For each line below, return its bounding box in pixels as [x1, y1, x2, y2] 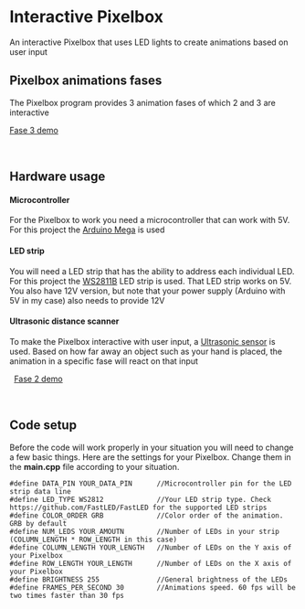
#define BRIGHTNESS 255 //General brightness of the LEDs [9, 574, 288, 584]
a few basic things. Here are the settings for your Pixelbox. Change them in [9, 451, 292, 463]
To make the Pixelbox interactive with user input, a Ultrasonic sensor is [9, 336, 276, 347]
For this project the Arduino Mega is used [9, 224, 165, 235]
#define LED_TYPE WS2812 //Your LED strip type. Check [9, 495, 272, 504]
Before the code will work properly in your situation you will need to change [9, 442, 294, 453]
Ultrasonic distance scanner [9, 315, 120, 326]
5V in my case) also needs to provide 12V [9, 294, 165, 305]
